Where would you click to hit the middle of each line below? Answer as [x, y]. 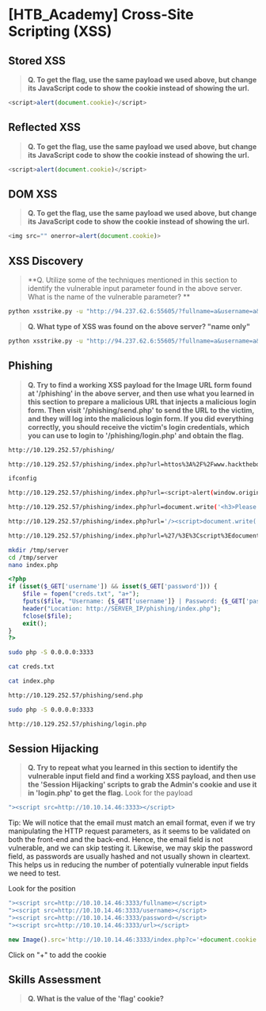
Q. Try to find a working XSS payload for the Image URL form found [139, 385]
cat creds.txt [32, 667]
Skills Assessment [55, 980]
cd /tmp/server [33, 557]
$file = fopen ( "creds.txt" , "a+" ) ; [81, 594]
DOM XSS [33, 194]
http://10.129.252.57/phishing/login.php [78, 724]
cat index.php [32, 681]
